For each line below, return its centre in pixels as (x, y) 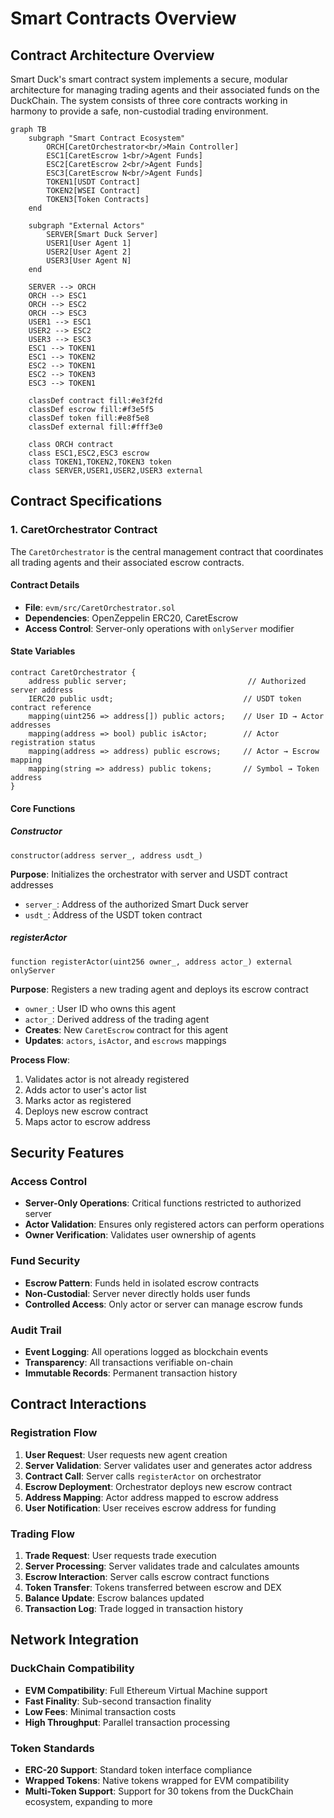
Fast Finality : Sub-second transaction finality (118, 1701)
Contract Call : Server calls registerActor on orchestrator (143, 1476)
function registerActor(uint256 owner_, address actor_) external (151, 962)
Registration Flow (54, 1433)
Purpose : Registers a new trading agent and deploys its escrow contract (159, 989)
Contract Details (45, 585)
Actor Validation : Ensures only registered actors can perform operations (174, 1224)
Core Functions (43, 808)
